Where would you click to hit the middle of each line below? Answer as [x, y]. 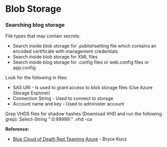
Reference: [17, 129]
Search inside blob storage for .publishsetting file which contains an [85, 46]
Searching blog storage [35, 25]
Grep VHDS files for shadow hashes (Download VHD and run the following [84, 114]
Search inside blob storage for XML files [55, 57]
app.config [24, 68]
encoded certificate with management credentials [65, 51]
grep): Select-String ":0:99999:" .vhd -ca [49, 119]
